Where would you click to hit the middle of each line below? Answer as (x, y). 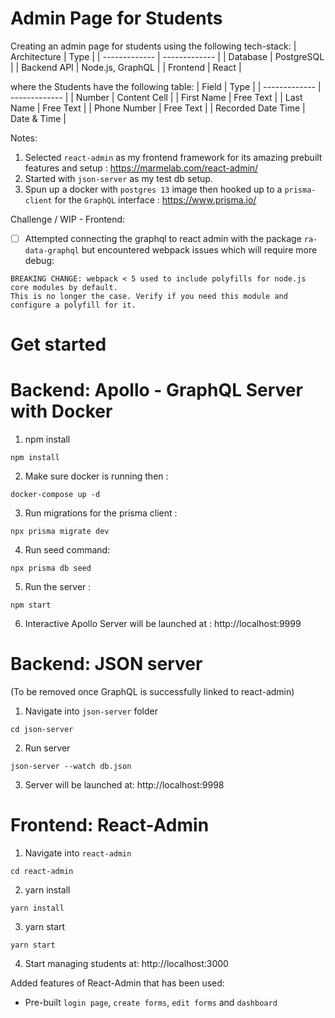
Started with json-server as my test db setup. (118, 178)
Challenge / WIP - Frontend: (68, 219)
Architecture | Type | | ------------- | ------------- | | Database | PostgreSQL (167, 56)
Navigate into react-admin (78, 853)
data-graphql (52, 251)
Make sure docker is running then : (96, 476)
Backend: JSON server (106, 664)
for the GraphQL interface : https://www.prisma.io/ (155, 199)
